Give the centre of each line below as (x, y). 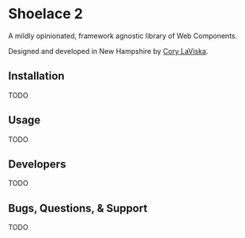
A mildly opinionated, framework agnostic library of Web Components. (123, 36)
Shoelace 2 (45, 14)
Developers (37, 164)
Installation (36, 76)
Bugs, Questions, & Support (78, 208)
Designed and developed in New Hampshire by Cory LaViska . (108, 51)
